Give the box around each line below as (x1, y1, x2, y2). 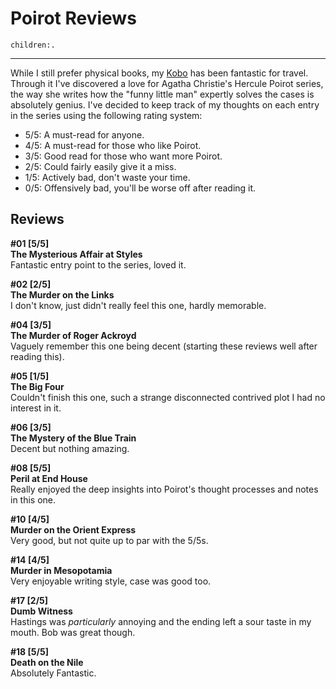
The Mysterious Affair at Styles (10, 248, 143, 260)
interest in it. (10, 402, 62, 414)
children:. (10, 40, 56, 50)
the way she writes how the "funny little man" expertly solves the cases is (10, 88, 315, 100)
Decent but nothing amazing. (10, 442, 130, 454)
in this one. (10, 493, 57, 506)
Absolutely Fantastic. (10, 667, 97, 679)
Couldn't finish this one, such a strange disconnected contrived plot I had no (10, 391, 326, 403)
